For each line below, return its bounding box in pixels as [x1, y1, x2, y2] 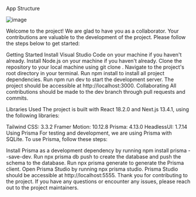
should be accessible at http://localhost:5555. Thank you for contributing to [6, 172, 188, 178]
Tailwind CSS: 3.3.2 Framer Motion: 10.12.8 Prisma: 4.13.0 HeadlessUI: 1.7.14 [6, 124, 188, 130]
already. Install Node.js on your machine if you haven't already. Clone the [6, 58, 183, 64]
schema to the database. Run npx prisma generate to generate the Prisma [6, 160, 184, 166]
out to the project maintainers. [6, 184, 79, 191]
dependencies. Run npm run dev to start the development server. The [6, 76, 174, 83]
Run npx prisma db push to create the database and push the [33, 153, 181, 160]
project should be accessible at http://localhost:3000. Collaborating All [6, 82, 177, 89]
